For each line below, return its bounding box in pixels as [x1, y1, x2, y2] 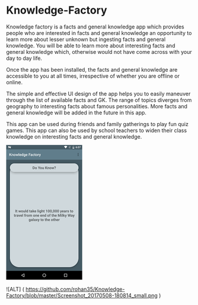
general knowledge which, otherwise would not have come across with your [6, 48, 193, 55]
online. [6, 78, 23, 86]
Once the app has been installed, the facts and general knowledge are [6, 66, 178, 73]
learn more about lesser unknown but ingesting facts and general [6, 36, 166, 43]
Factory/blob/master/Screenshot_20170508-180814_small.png [6, 291, 158, 299]
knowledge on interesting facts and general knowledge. [6, 133, 142, 140]
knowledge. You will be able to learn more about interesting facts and [6, 42, 175, 49]
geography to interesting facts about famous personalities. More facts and [6, 102, 188, 110]
